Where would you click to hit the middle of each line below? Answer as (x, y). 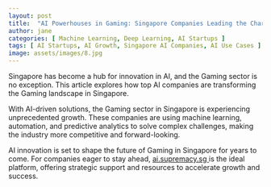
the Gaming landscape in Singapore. (69, 93)
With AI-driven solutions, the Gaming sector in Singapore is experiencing (129, 109)
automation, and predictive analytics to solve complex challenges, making (131, 126)
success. (23, 176)
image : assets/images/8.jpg (56, 53)
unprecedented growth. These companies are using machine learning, (125, 117)
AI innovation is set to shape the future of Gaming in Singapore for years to (133, 150)
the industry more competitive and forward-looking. (94, 135)
